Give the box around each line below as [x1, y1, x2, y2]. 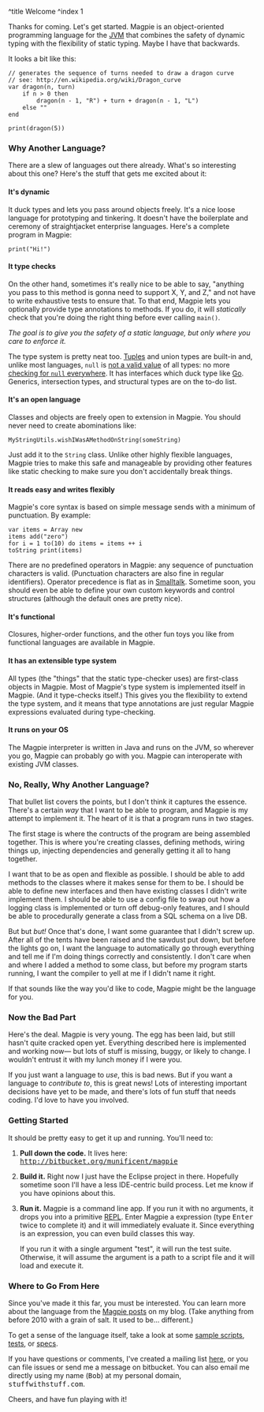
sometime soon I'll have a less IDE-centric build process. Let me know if [19, 1179, 254, 1190]
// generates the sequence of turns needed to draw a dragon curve [8, 69, 235, 77]
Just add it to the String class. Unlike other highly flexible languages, [8, 450, 232, 459]
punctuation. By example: [8, 510, 91, 520]
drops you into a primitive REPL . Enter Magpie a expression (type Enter [19, 1212, 254, 1221]
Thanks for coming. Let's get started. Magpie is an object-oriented [8, 22, 225, 31]
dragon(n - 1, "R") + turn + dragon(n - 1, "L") [36, 97, 199, 105]
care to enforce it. [8, 336, 67, 346]
